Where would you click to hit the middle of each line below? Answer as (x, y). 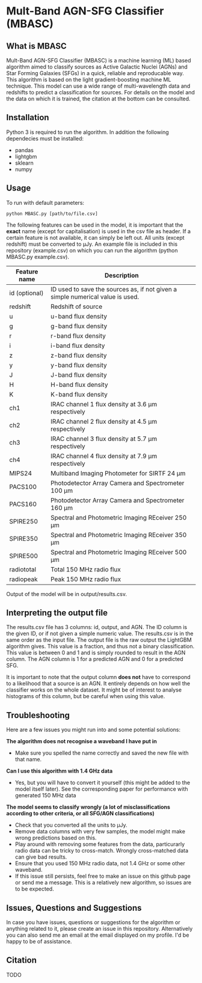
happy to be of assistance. (39, 942)
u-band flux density (78, 316)
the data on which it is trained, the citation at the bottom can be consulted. (98, 99)
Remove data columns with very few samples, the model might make (100, 832)
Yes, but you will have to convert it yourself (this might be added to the (103, 783)
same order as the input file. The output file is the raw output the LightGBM (99, 640)
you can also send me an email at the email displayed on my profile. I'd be (98, 935)
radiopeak (23, 579)
